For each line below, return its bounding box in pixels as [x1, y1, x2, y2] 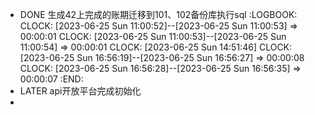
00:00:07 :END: [19, 73, 84, 85]
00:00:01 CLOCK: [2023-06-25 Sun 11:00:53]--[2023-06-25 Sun [19, 31, 287, 42]
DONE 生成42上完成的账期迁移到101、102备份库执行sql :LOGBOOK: [19, 9, 298, 20]
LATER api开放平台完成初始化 [19, 85, 142, 97]
